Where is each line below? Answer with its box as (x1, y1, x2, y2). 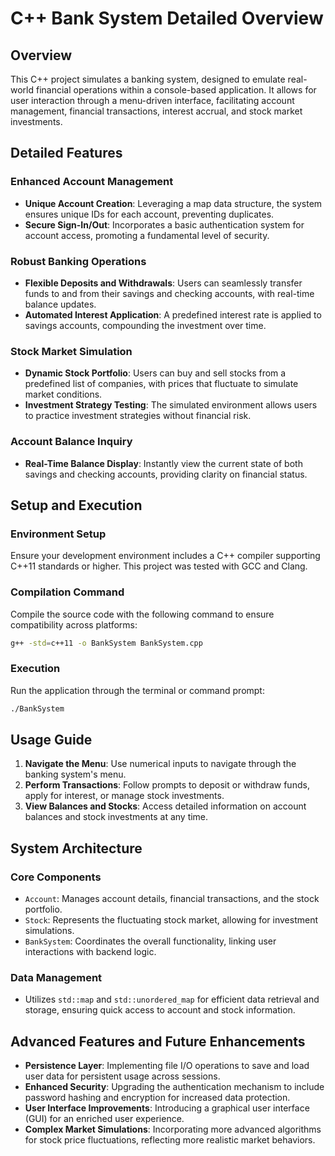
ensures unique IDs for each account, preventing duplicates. (24, 208, 275, 220)
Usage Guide (10, 732, 93, 748)
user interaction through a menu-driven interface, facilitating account (10, 95, 295, 106)
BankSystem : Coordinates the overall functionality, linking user (24, 935, 277, 947)
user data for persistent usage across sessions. (24, 1070, 221, 1082)
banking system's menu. (24, 768, 127, 781)
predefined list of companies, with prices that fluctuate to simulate (24, 378, 299, 390)
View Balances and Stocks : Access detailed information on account (24, 800, 307, 812)
